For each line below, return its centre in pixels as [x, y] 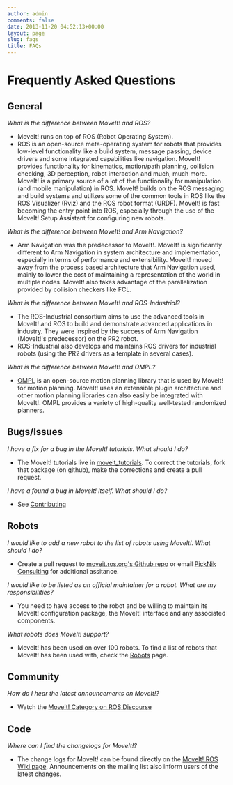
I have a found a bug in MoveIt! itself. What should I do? [87, 490]
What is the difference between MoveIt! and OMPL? [81, 367]
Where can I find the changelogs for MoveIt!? [72, 746]
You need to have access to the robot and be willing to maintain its [112, 605]
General [25, 106]
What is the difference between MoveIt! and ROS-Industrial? [94, 303]
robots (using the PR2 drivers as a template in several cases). [105, 353]
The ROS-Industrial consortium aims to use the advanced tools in [111, 317]
